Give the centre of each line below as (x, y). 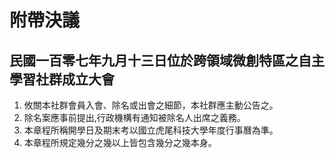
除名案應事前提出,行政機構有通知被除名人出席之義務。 (134, 117)
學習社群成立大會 (62, 79)
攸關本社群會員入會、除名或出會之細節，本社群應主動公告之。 (151, 105)
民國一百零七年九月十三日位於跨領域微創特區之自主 (167, 60)
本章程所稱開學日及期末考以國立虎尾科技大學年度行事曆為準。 (151, 130)
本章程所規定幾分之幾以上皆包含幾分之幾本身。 (120, 142)
